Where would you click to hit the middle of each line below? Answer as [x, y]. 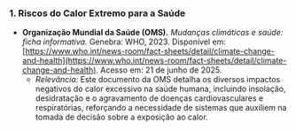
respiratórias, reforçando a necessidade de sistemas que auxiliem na [161, 108]
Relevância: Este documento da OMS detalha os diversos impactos [158, 80]
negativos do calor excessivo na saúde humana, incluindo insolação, [160, 89]
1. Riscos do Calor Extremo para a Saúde [97, 13]
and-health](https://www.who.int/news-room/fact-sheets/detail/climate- [154, 61]
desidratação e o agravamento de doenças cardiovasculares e [149, 98]
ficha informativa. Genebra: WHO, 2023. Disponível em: [124, 42]
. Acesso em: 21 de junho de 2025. [159, 70]
